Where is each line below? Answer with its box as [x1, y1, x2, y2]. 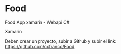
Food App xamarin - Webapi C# [5, 19, 70, 25]
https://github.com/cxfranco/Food [5, 43, 75, 49]
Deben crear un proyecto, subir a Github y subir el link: [5, 38, 117, 44]
